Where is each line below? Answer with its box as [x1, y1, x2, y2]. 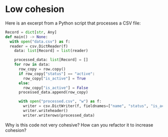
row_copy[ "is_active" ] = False [23, 85, 88, 90]
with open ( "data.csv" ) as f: [9, 39, 70, 44]
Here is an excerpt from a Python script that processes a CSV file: [5, 20, 141, 26]
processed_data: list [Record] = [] [14, 57, 88, 62]
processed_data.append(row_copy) [18, 90, 88, 95]
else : [18, 80, 30, 85]
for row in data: [14, 62, 50, 67]
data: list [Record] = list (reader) [14, 48, 88, 53]
